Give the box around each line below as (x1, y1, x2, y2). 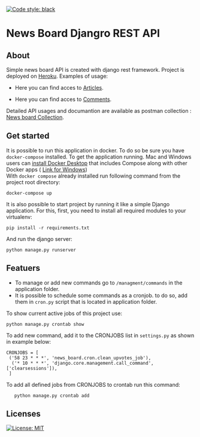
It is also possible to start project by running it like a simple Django (6, 200, 170, 207)
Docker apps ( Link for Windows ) (6, 166, 88, 173)
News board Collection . (6, 114, 64, 121)
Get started (6, 131, 50, 141)
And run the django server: (6, 235, 73, 242)
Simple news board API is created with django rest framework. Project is (6, 66, 184, 73)
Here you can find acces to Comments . (14, 96, 112, 103)
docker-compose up (6, 190, 52, 196)
